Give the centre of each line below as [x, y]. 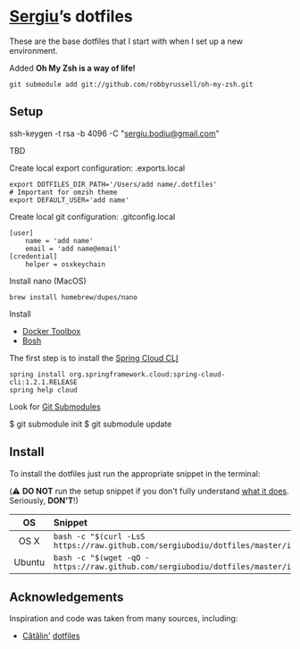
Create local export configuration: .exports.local [97, 168]
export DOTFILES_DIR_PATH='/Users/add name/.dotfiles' [113, 184]
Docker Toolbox [51, 331]
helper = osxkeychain [65, 264]
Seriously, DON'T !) [44, 500]
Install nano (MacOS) [48, 281]
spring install [37, 374]
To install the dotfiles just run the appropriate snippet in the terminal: [135, 473]
